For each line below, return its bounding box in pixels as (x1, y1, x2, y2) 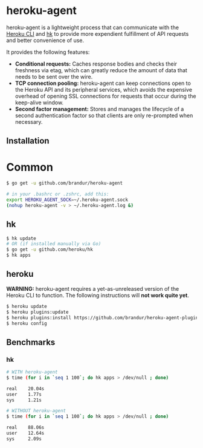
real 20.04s (6, 385, 45, 392)
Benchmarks (6, 337, 56, 347)
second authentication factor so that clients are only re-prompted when (14, 112, 193, 119)
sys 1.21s (6, 397, 42, 403)
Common (6, 160, 53, 174)
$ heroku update (6, 303, 47, 310)
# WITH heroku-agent (6, 369, 59, 375)
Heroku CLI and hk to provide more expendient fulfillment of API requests (6, 30, 189, 37)
